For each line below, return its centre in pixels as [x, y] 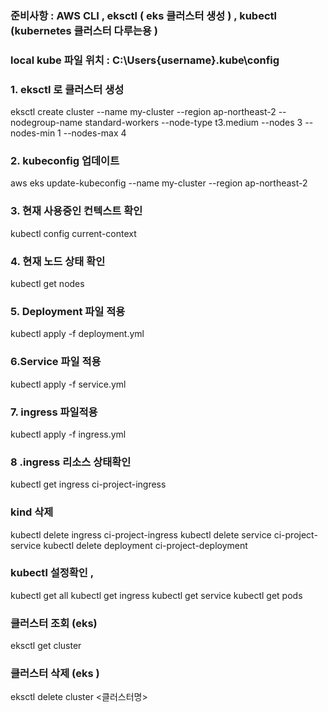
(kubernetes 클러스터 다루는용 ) [84, 30]
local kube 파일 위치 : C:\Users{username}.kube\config [145, 60]
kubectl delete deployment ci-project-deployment [145, 545]
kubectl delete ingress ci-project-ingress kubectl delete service [141, 534]
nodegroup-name [46, 123]
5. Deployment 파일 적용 [68, 311]
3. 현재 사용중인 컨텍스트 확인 [76, 211]
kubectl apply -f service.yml [68, 384]
